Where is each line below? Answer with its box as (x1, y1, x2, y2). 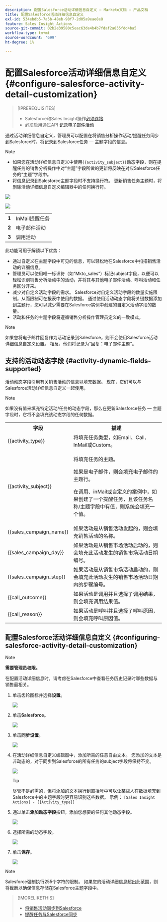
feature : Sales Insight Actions (5, 21, 72, 26)
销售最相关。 (5, 682, 31, 688)
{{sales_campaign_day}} (7, 549, 64, 556)
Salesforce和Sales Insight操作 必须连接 (24, 115, 103, 121)
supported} (5, 365, 42, 373)
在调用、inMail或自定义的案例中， (73, 488, 152, 495)
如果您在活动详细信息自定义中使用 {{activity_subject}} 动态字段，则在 (12, 159, 158, 165)
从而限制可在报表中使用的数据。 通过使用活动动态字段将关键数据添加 (21, 295, 162, 301)
